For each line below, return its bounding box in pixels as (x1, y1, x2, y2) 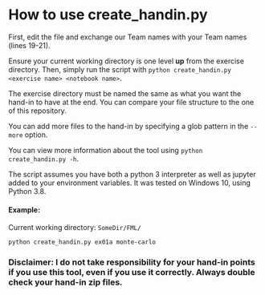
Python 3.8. (8, 186, 47, 196)
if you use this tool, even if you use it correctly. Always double (8, 267, 255, 278)
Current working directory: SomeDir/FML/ (8, 223, 142, 232)
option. (24, 130, 48, 139)
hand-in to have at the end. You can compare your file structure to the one (8, 97, 255, 107)
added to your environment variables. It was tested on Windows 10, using (8, 178, 251, 188)
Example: (8, 204, 41, 214)
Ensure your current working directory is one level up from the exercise (8, 56, 245, 66)
